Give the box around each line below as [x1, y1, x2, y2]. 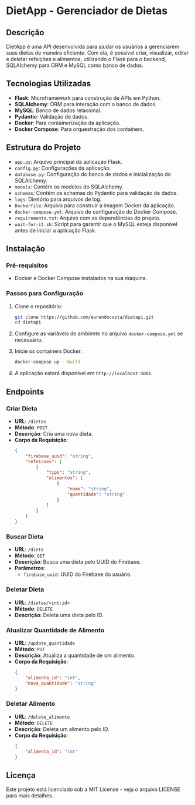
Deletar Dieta [6, 585, 45, 594]
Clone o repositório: [14, 302, 63, 309]
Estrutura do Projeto [6, 143, 81, 153]
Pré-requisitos [6, 261, 48, 270]
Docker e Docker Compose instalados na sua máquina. [14, 275, 148, 282]
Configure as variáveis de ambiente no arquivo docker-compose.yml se [14, 330, 183, 337]
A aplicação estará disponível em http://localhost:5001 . [14, 370, 153, 377]
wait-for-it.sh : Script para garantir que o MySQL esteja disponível [14, 220, 177, 227]
